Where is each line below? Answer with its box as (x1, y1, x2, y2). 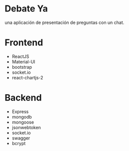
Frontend (4, 37, 43, 48)
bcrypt (11, 140, 26, 146)
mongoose (11, 119, 34, 125)
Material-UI (11, 58, 35, 65)
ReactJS (11, 53, 29, 59)
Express (11, 108, 29, 115)
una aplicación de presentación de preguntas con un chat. (4, 19, 125, 25)
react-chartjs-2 (11, 74, 43, 80)
